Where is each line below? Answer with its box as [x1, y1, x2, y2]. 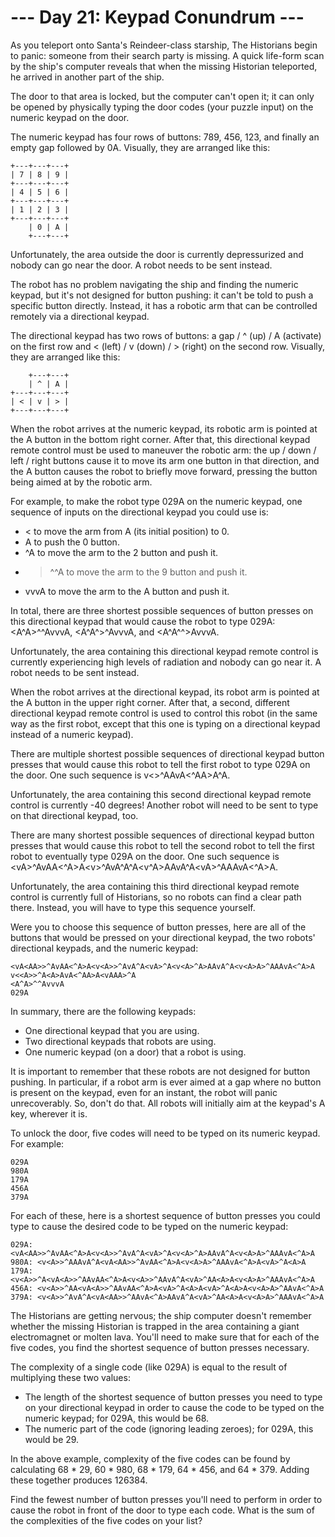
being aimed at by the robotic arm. [10, 476, 153, 488]
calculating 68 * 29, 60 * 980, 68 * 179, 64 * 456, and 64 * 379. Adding [10, 1463, 310, 1475]
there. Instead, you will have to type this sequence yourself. [10, 901, 256, 913]
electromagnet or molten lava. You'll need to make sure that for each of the [10, 1331, 320, 1343]
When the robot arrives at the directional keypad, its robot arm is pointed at [10, 686, 320, 698]
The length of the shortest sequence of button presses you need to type [24, 1391, 323, 1403]
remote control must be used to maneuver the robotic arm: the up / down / [10, 444, 317, 456]
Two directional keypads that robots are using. [24, 1035, 217, 1047]
